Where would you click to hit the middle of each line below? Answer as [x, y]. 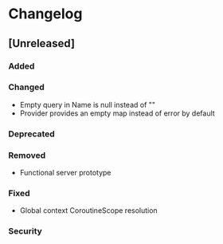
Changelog [45, 14]
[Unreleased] [42, 43]
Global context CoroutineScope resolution [88, 211]
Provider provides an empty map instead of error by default [117, 113]
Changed [27, 87]
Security [25, 231]
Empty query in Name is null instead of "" [88, 104]
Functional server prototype [65, 173]
